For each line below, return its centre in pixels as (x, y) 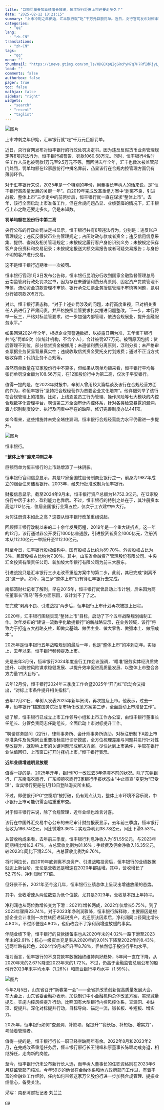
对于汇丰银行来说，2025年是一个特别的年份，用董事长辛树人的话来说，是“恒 (82, 185)
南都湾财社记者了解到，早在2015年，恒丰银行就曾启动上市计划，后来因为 (78, 589)
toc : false (16, 87)
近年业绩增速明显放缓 (26, 762)
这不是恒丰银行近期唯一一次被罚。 (39, 265)
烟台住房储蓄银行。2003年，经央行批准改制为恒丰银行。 (70, 484)
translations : (20, 42)
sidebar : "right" (23, 96)
